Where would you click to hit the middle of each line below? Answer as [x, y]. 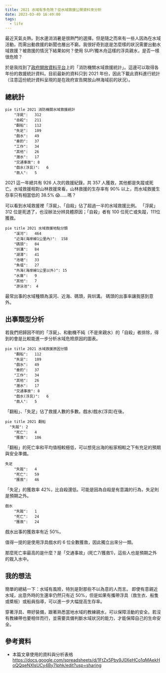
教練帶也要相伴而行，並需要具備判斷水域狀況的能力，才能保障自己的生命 [83, 618]
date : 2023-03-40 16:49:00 [33, 14]
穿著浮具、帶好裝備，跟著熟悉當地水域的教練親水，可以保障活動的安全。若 [81, 612]
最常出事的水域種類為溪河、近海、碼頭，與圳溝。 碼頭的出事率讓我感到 [77, 296]
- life [16, 24]
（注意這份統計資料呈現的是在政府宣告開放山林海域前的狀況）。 [69, 80]
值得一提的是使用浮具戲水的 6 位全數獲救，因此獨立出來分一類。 [70, 542]
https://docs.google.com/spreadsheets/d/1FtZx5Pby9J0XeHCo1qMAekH [86, 660]
